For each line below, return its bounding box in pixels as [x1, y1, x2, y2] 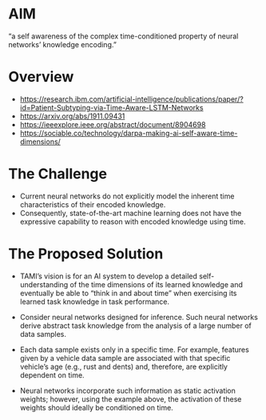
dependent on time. [19, 370, 85, 380]
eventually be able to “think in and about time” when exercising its [19, 288, 237, 298]
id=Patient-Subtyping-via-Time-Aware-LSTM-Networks [19, 102, 204, 112]
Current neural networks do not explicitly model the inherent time [19, 191, 235, 201]
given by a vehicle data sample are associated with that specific [19, 353, 231, 362]
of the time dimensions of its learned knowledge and [69, 279, 244, 289]
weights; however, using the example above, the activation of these [19, 394, 242, 404]
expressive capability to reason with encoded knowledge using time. [19, 217, 246, 226]
